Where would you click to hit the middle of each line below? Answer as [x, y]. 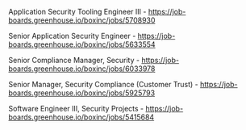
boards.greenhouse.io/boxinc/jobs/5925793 [82, 93]
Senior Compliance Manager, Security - [74, 60]
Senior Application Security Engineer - [72, 36]
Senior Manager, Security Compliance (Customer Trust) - [104, 84]
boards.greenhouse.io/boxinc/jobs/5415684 [81, 117]
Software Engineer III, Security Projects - [76, 109]
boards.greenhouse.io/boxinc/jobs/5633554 [82, 44]
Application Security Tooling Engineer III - [77, 12]
